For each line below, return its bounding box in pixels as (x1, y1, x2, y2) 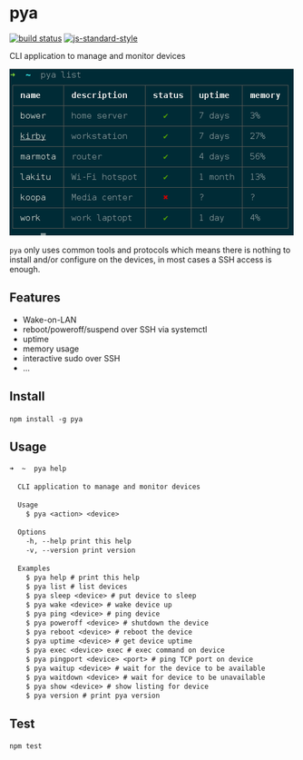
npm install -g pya (9, 414, 83, 424)
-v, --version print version (25, 546, 136, 556)
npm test (9, 742, 43, 751)
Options (17, 528, 47, 538)
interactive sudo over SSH (22, 352, 121, 363)
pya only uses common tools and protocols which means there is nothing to (9, 244, 291, 255)
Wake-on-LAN (22, 314, 77, 325)
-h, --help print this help (25, 537, 132, 547)
